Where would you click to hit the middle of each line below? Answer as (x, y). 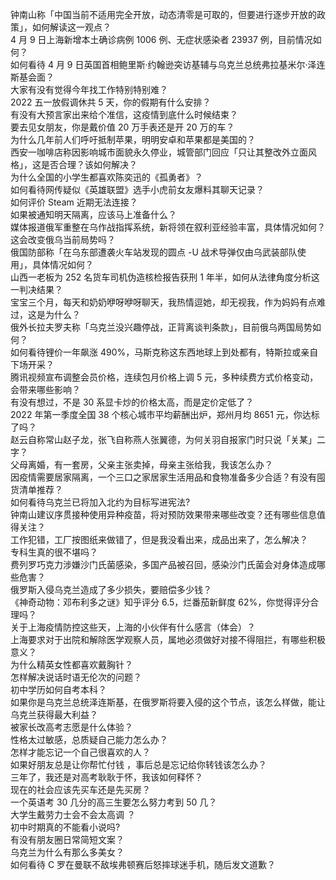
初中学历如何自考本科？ (58, 689)
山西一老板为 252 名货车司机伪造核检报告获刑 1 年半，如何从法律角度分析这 (165, 277)
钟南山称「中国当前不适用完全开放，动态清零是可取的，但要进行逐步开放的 (163, 14)
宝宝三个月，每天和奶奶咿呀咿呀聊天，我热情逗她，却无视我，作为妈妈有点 (163, 302)
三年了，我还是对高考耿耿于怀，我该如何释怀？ (106, 777)
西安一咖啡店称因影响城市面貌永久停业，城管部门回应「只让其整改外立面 (159, 152)
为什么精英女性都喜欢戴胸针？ (71, 664)
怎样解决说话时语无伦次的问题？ (76, 677)
